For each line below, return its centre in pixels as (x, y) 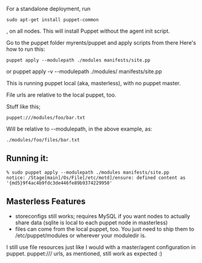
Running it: (27, 159)
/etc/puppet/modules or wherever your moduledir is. (81, 235)
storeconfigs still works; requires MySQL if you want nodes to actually (103, 216)
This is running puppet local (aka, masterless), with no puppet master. (93, 83)
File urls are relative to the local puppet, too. (61, 95)
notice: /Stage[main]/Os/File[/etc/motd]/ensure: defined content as (96, 178)
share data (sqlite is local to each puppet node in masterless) (91, 222)
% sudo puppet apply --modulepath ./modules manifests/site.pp (88, 172)
